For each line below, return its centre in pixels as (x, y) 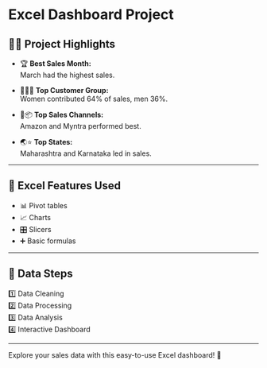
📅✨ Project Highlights (62, 44)
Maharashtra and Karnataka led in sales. (86, 153)
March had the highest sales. (67, 75)
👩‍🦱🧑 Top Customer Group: (64, 90)
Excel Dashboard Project (91, 15)
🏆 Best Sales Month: (55, 64)
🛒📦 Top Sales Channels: (62, 114)
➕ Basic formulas (48, 241)
